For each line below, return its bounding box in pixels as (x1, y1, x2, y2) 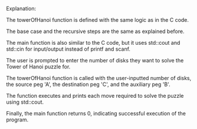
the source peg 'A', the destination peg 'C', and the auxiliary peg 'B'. (6, 81, 170, 88)
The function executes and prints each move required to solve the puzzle (6, 92, 184, 99)
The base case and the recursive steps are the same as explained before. (6, 28, 185, 35)
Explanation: (6, 5, 37, 12)
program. (6, 116, 29, 123)
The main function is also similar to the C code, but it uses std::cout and (6, 39, 180, 46)
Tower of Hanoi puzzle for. (6, 63, 71, 70)
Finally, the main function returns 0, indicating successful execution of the (6, 110, 186, 117)
